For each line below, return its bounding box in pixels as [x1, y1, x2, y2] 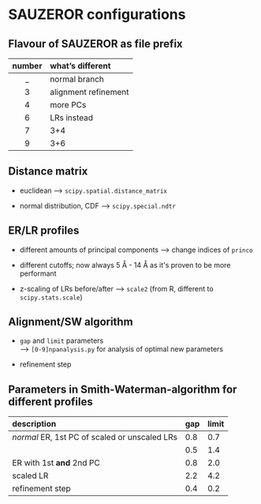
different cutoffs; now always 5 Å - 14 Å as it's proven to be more [19, 260, 231, 269]
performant [19, 269, 57, 278]
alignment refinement [50, 87, 129, 97]
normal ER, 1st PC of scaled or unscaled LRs [12, 432, 177, 443]
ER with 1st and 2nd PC [12, 457, 100, 468]
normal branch [50, 73, 105, 85]
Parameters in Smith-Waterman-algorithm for [8, 382, 237, 396]
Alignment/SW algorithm [8, 315, 133, 329]
